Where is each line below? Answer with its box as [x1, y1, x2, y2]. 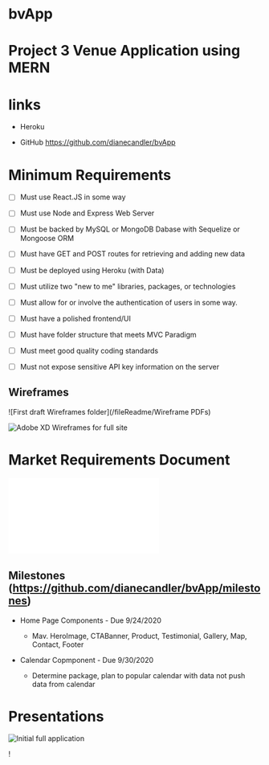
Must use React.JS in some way [19, 192, 126, 202]
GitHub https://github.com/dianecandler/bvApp [19, 137, 176, 147]
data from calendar [31, 679, 96, 689]
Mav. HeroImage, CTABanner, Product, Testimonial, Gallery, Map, [31, 631, 247, 640]
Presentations [8, 707, 104, 726]
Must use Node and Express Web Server [19, 208, 155, 218]
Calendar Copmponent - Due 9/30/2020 [19, 655, 154, 665]
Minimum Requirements [8, 166, 172, 184]
